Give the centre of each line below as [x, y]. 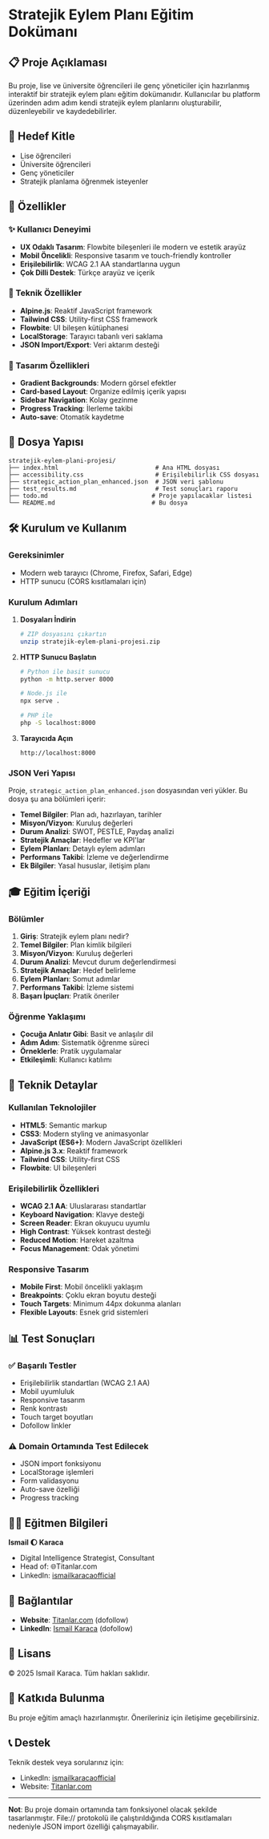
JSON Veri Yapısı [42, 773]
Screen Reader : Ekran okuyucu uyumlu [85, 1223]
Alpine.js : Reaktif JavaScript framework [86, 310]
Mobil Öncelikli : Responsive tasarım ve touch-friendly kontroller [126, 255]
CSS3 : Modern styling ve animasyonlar [84, 1133]
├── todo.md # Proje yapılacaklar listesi [130, 496]
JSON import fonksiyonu [60, 1464]
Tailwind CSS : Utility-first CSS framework [88, 319]
